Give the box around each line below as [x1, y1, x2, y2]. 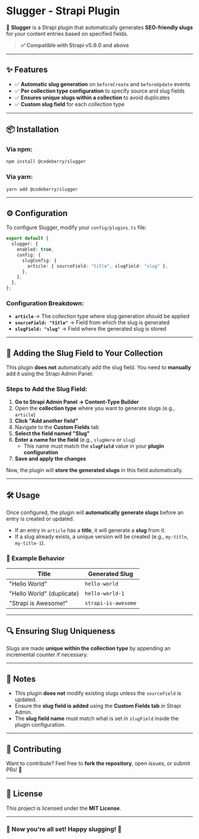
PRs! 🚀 [6, 766, 23, 773]
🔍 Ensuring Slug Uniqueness [6, 626, 115, 636]
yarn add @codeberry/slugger [6, 186, 78, 192]
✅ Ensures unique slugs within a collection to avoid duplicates [14, 94, 170, 101]
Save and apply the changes [14, 455, 86, 463]
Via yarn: [6, 173, 33, 181]
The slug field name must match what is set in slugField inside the [14, 715, 179, 722]
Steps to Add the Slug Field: [6, 385, 88, 393]
